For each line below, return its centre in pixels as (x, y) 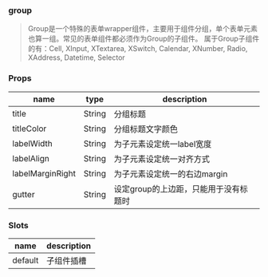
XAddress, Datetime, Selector (76, 57)
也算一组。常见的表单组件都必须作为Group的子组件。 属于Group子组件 (144, 39)
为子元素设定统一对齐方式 (162, 159)
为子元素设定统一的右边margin (171, 174)
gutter (24, 194)
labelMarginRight (44, 173)
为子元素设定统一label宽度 (163, 144)
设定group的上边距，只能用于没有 (177, 188)
